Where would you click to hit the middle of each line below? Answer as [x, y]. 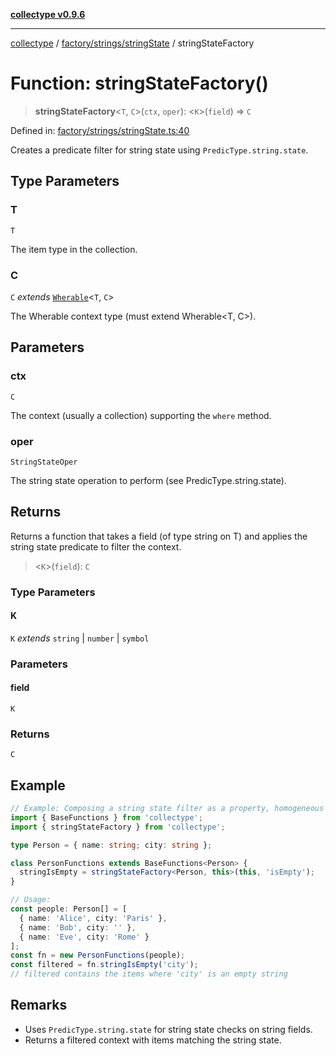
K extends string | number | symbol [80, 638]
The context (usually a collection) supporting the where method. [141, 415]
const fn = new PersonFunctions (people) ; [98, 955]
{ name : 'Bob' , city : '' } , [78, 927]
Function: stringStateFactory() [139, 83]
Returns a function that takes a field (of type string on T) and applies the [159, 536]
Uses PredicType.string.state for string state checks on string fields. [168, 1029]
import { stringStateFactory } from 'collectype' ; [118, 827]
